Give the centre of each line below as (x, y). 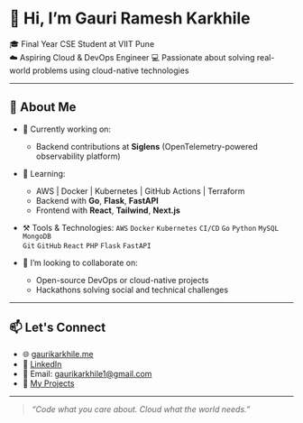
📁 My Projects (48, 383)
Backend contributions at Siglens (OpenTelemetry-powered (147, 146)
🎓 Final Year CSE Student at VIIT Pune (82, 43)
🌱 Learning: (44, 173)
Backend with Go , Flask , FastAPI (97, 200)
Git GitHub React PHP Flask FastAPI (87, 246)
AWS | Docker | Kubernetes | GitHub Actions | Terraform (140, 191)
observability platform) (78, 156)
